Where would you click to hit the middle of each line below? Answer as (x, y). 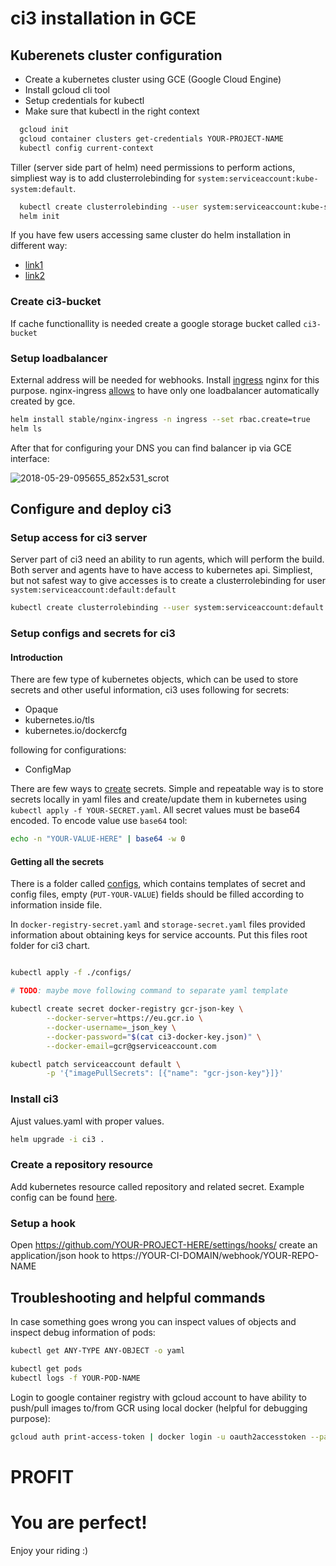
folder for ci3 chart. (50, 946)
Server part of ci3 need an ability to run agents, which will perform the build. (167, 559)
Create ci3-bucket (56, 302)
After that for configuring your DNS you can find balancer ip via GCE (151, 448)
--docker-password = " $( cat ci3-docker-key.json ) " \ (154, 1037)
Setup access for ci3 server (79, 538)
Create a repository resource (82, 1165)
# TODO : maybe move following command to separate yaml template (149, 991)
